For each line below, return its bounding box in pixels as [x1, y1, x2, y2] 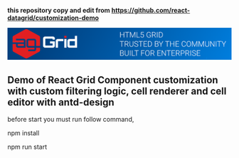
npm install [7, 129, 40, 137]
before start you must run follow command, [7, 115, 134, 124]
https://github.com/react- [111, 6, 191, 14]
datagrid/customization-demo [7, 14, 100, 22]
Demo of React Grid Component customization [7, 74, 218, 86]
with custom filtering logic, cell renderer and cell [7, 85, 227, 97]
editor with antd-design [7, 96, 115, 108]
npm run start [7, 142, 48, 152]
